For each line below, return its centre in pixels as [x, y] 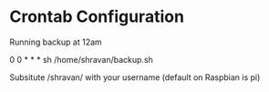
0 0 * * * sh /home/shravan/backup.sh [81, 59]
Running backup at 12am [56, 42]
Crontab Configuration [97, 17]
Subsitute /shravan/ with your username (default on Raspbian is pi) [135, 77]
